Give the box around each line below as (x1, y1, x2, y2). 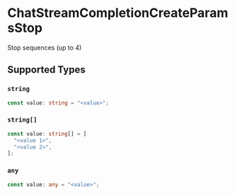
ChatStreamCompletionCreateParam (7, 5, 229, 21)
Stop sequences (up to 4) (7, 43, 82, 52)
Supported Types (7, 64, 86, 76)
